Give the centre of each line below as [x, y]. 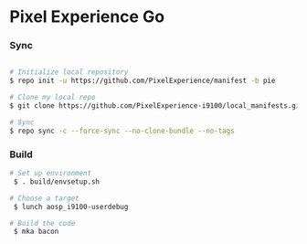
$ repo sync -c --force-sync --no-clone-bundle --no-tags [122, 131]
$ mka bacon [36, 232]
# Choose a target [44, 198]
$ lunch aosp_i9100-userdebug [71, 207]
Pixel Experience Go [87, 17]
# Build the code [42, 223]
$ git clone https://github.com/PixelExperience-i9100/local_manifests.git [157, 106]
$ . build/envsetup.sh [57, 181]
